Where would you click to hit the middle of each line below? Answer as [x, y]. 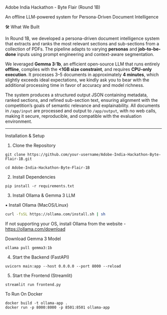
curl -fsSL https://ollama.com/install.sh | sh [55, 214]
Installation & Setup [25, 136]
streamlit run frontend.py [33, 285]
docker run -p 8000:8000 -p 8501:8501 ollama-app [58, 307]
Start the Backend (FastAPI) [41, 257]
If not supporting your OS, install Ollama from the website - [65, 224]
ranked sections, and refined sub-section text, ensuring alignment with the [82, 100]
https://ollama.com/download [35, 229]
